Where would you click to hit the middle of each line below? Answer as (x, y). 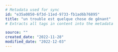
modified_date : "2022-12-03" (36, 42)
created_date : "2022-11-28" (35, 37)
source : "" (17, 33)
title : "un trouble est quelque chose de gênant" (58, 19)
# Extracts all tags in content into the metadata (59, 24)
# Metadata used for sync (32, 10)
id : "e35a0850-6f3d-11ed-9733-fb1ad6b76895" (52, 14)
